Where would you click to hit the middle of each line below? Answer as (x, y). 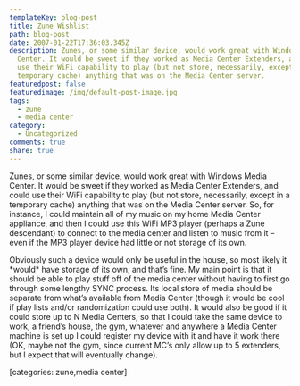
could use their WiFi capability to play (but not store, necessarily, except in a (150, 195)
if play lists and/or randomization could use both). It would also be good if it (148, 307)
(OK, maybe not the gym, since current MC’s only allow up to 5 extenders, (145, 345)
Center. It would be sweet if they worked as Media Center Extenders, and (144, 185)
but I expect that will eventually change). (84, 355)
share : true (31, 150)
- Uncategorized (47, 134)
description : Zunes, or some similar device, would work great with (139, 51)
